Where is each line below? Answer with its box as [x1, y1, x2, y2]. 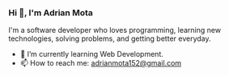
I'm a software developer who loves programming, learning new [8, 26, 221, 35]
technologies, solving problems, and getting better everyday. [8, 34, 211, 43]
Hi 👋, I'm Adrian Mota [8, 7, 93, 18]
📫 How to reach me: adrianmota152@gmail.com [19, 58, 182, 68]
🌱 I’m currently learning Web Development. [19, 50, 163, 59]
